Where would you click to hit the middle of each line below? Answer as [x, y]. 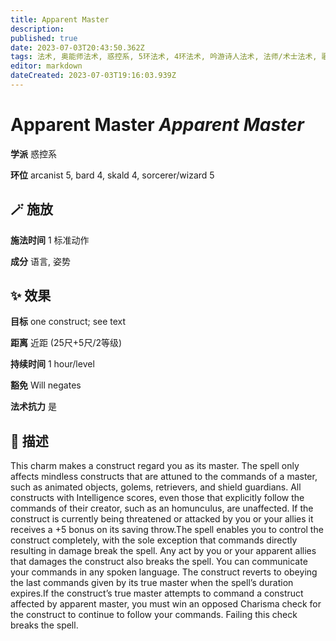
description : [37, 29]
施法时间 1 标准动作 [50, 240]
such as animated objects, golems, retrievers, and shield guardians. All [156, 487]
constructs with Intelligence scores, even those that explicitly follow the [157, 498]
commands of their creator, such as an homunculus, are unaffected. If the [162, 508]
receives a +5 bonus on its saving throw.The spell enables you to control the [167, 530]
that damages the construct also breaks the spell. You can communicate [159, 562]
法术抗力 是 [33, 407]
